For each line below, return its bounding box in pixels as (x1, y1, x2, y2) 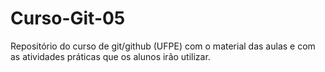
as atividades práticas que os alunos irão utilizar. (10, 50, 211, 62)
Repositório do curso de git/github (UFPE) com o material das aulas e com (10, 40, 316, 52)
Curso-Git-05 (10, 7, 126, 30)
